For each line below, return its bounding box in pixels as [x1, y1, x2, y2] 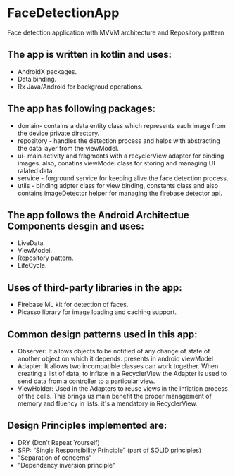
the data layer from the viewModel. [17, 144, 120, 152]
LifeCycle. [17, 261, 47, 270]
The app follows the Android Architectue [7, 209, 190, 221]
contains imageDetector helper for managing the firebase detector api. [17, 189, 223, 197]
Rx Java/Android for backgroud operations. [17, 82, 143, 91]
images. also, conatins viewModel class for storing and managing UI [17, 158, 216, 167]
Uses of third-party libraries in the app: [7, 282, 182, 294]
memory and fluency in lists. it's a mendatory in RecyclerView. [17, 399, 198, 408]
